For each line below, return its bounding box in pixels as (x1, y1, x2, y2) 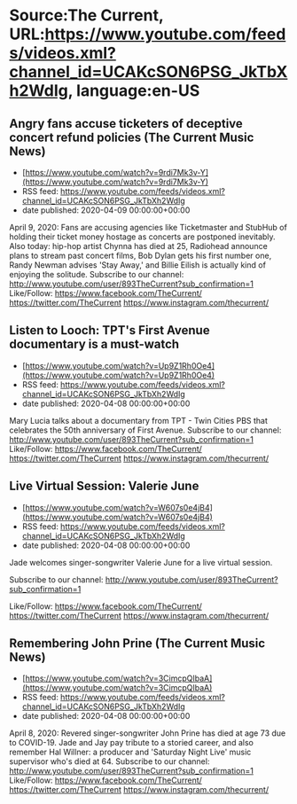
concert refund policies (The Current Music (9, 129, 254, 144)
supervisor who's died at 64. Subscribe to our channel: (9, 756, 210, 767)
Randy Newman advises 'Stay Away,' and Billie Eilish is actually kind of (9, 260, 266, 270)
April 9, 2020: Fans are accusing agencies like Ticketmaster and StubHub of (9, 222, 288, 232)
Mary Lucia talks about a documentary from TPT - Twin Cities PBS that (9, 415, 269, 425)
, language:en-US (67, 81, 200, 101)
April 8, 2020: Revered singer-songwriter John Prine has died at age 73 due (9, 728, 286, 738)
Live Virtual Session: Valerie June (9, 479, 199, 494)
